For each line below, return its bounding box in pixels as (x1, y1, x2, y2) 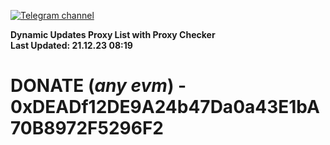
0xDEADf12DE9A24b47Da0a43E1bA (10, 96, 320, 119)
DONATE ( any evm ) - (10, 75, 187, 97)
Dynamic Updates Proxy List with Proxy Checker (10, 29, 216, 40)
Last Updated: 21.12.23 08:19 (10, 40, 133, 51)
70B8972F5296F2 (10, 117, 164, 140)
